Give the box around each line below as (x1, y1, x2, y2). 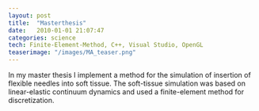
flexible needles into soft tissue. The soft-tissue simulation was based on (8, 78, 246, 88)
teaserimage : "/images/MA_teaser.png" (8, 48, 136, 56)
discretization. (8, 96, 55, 105)
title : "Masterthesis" (8, 19, 87, 27)
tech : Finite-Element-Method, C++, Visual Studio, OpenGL (8, 41, 204, 49)
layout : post (8, 11, 51, 20)
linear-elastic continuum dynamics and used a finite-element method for (8, 87, 244, 96)
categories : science (8, 33, 77, 42)
